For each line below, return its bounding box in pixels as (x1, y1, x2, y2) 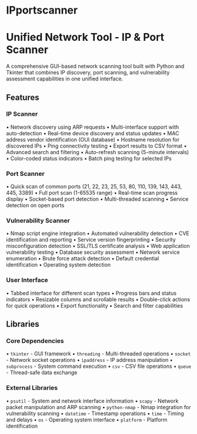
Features (6, 92, 39, 102)
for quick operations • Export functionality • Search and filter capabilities (6, 302, 183, 309)
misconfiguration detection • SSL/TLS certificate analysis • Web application (6, 243, 190, 250)
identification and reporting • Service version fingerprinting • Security (6, 236, 176, 243)
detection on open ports (6, 202, 65, 209)
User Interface (6, 276, 48, 284)
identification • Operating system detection (6, 261, 111, 269)
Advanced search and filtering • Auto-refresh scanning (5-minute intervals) (6, 148, 189, 155)
